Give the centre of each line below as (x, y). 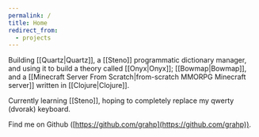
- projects (33, 38)
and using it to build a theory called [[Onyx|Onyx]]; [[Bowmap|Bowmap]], (128, 69)
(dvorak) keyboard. (40, 109)
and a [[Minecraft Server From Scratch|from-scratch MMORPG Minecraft (127, 77)
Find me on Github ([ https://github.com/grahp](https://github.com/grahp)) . (130, 124)
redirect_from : (33, 30)
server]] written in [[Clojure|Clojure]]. (69, 86)
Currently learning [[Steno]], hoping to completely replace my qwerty (121, 101)
